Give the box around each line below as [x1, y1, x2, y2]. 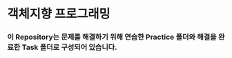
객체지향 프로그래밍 [7, 6, 110, 22]
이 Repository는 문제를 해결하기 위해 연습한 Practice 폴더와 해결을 [7, 32, 217, 42]
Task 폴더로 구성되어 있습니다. [21, 42, 117, 52]
